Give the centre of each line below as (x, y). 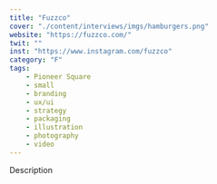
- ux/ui (40, 102)
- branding (46, 93)
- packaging (48, 119)
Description (31, 169)
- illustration (54, 128)
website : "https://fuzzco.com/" (70, 34)
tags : (20, 69)
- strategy (46, 111)
